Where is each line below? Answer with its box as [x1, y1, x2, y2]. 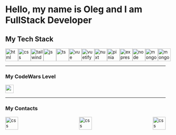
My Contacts [5, 105, 38, 112]
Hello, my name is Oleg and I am [5, 4, 142, 15]
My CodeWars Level [5, 73, 56, 80]
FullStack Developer [5, 14, 93, 26]
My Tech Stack [5, 35, 53, 43]
